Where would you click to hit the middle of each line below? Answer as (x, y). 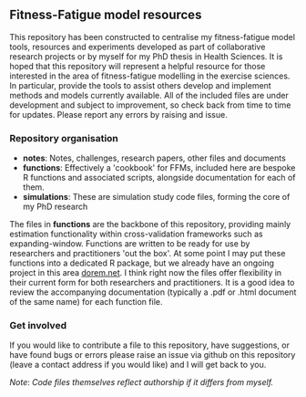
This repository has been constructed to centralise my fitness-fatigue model (153, 37)
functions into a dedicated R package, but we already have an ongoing (142, 263)
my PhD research (55, 207)
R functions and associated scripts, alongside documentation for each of (159, 178)
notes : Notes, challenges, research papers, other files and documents (154, 158)
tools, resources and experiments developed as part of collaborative (138, 47)
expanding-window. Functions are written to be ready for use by (130, 244)
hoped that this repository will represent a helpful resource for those (138, 66)
